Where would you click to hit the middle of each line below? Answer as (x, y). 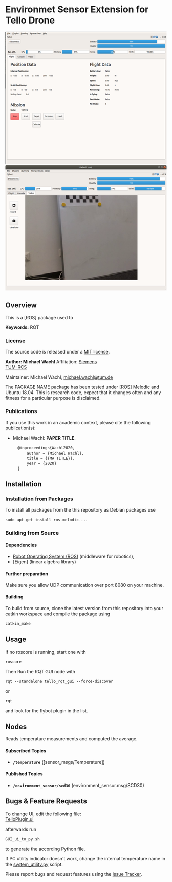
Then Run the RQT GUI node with (40, 671)
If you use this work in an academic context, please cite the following (78, 422)
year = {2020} (41, 463)
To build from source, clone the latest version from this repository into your (84, 608)
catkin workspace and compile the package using (58, 614)
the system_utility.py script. (34, 864)
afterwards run (21, 829)
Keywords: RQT (22, 327)
